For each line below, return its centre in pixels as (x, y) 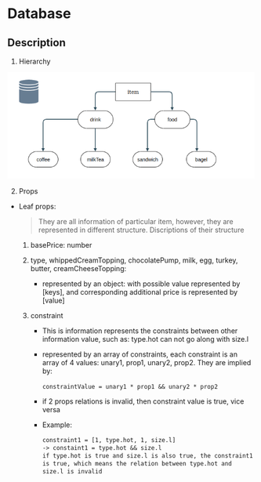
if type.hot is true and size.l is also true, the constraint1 (147, 455)
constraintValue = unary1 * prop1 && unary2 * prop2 (130, 386)
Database (39, 14)
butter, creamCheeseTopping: (78, 268)
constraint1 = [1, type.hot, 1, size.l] (109, 440)
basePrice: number (61, 245)
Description (36, 43)
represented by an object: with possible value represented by (141, 284)
